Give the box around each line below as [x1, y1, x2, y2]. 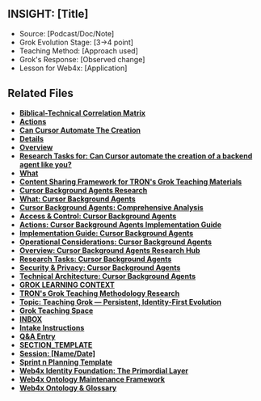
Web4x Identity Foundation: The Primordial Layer [19, 365, 189, 375]
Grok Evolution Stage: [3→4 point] [19, 37, 134, 47]
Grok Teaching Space [19, 306, 94, 315]
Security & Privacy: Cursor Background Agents [19, 263, 181, 272]
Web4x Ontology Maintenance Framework [19, 374, 166, 384]
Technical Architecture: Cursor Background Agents [19, 271, 196, 281]
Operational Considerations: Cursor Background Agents [19, 237, 212, 247]
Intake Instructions [19, 323, 85, 332]
